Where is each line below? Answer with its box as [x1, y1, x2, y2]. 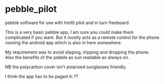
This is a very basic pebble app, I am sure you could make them [5, 29, 134, 35]
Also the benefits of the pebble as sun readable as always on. [5, 54, 130, 60]
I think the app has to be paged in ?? [5, 73, 78, 79]
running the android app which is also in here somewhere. [5, 39, 122, 45]
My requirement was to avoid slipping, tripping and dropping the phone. [5, 49, 150, 55]
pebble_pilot [5, 3, 57, 15]
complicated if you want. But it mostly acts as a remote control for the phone [5, 34, 160, 40]
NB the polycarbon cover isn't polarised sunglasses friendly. [5, 64, 127, 70]
